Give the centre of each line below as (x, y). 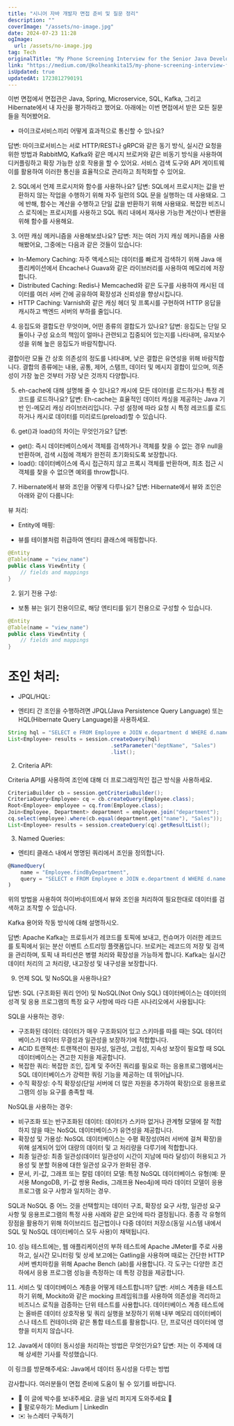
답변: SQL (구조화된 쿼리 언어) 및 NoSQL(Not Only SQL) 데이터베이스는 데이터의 (117, 993)
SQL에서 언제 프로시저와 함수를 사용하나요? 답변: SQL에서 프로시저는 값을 (118, 186)
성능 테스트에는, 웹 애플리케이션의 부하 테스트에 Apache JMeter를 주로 (114, 1247)
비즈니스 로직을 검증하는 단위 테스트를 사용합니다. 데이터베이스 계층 (109, 1305)
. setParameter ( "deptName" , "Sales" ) (164, 745)
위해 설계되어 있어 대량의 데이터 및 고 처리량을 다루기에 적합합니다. (108, 1147)
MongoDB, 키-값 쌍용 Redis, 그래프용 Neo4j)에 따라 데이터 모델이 (120, 1182)
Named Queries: (41, 838)
